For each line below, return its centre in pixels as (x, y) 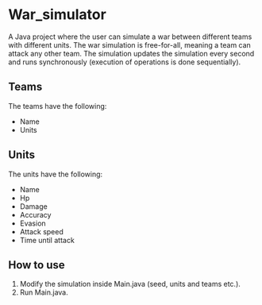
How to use (37, 265)
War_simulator (58, 15)
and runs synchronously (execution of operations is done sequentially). (125, 62)
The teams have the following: (58, 106)
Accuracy (35, 214)
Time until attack (47, 240)
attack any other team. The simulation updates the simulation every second (131, 53)
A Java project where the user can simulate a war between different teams (130, 37)
